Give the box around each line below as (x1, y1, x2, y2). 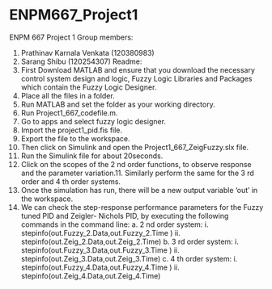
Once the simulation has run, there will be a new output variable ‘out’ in (20, 185, 258, 195)
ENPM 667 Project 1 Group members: (9, 32, 134, 42)
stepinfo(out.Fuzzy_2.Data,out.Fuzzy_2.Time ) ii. (20, 228, 181, 237)
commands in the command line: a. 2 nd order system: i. (20, 220, 209, 229)
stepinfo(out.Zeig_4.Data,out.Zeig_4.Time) (20, 270, 161, 280)
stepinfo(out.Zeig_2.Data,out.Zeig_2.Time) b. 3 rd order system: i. (20, 237, 240, 246)
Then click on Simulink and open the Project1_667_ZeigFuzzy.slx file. (20, 142, 249, 152)
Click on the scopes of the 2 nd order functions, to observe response (20, 159, 252, 169)
